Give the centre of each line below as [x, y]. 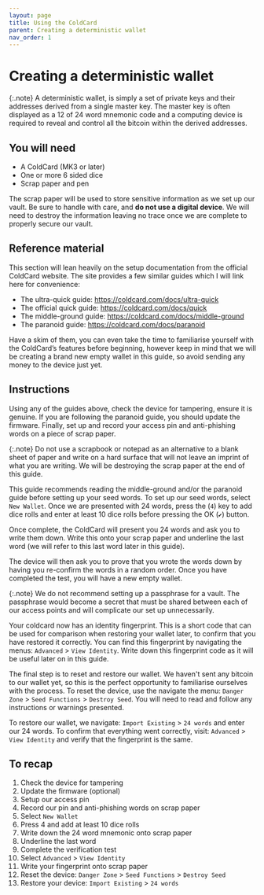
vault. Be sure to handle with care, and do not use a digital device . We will [129, 207]
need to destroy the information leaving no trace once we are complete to [128, 215]
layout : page [30, 15]
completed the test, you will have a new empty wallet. [96, 578]
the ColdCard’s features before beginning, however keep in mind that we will [132, 348]
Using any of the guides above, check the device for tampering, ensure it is [131, 408]
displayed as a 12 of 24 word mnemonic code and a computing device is [126, 115]
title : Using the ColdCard [53, 23]
